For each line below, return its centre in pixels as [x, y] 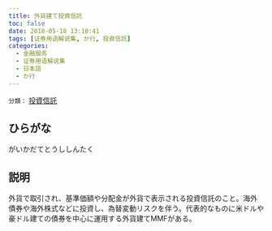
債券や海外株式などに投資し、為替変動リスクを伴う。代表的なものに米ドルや [136, 208]
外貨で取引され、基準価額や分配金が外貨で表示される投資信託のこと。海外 [133, 199]
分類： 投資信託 [33, 100]
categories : [28, 46]
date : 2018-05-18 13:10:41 [54, 31]
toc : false [27, 24]
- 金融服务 [32, 53]
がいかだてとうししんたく [51, 149]
